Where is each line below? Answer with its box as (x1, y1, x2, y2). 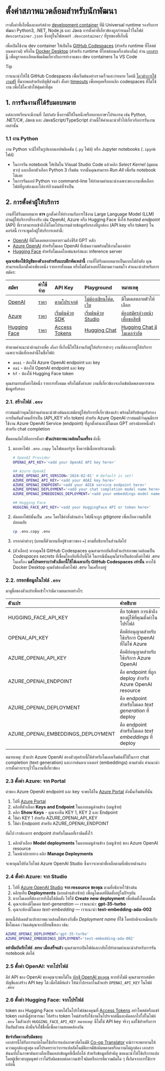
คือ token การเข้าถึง (119, 608, 158, 615)
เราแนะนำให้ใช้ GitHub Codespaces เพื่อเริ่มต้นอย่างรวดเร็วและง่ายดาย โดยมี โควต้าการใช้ (5, 73, 156, 79)
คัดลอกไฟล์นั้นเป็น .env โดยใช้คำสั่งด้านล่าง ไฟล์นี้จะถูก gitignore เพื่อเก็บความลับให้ (12, 514, 151, 520)
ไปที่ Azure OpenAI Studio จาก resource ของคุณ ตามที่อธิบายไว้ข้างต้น (12, 884, 137, 890)
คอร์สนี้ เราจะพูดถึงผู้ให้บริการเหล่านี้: (5, 227, 64, 233)
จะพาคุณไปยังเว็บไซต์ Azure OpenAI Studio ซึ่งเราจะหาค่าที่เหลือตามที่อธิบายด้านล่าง (5, 860, 146, 867)
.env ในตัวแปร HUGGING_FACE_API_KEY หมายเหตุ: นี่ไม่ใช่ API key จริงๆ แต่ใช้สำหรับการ (5, 1019, 156, 1024)
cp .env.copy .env (12, 529, 50, 534)
